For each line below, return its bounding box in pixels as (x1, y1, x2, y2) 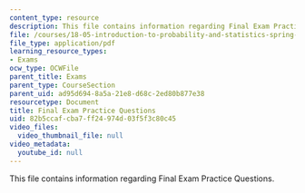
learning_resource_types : (9, 47, 107, 56)
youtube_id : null (17, 148, 84, 157)
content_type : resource (9, 13, 100, 23)
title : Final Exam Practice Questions (9, 106, 156, 115)
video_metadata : (9, 140, 71, 149)
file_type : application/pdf (9, 38, 116, 48)
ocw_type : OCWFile (9, 64, 79, 73)
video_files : (9, 123, 59, 132)
